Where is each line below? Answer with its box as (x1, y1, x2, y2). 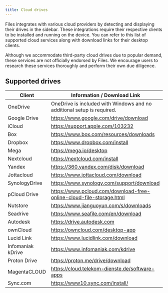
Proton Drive (7, 257, 37, 264)
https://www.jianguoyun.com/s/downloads (50, 202, 151, 209)
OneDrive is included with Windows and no (50, 100, 152, 107)
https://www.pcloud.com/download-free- (50, 188, 150, 195)
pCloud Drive (7, 191, 39, 198)
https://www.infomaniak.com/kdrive (50, 246, 135, 253)
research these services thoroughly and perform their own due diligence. (5, 62, 156, 68)
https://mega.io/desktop (50, 147, 107, 154)
